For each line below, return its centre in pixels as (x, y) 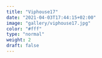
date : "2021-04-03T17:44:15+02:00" (51, 18)
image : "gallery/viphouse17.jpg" (49, 23)
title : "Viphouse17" (32, 12)
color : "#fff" (24, 29)
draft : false (23, 46)
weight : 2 (19, 40)
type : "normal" (25, 34)
